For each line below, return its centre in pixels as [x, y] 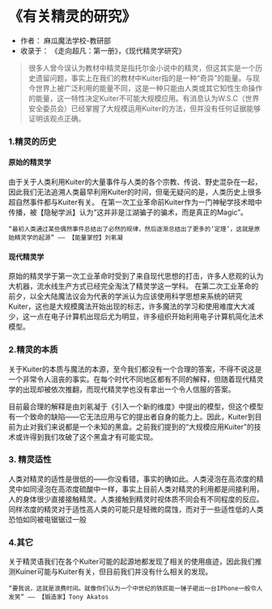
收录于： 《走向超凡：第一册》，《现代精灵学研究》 [103, 50]
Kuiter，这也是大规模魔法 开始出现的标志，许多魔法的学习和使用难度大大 [128, 307]
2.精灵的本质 [33, 350]
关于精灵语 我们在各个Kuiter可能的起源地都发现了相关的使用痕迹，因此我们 [132, 562]
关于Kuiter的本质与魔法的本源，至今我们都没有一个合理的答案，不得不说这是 [135, 368]
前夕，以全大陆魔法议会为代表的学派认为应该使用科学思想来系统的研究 [125, 296]
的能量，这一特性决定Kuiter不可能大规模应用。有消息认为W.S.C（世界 [144, 98]
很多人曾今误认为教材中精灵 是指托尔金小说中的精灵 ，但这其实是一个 [142, 68]
